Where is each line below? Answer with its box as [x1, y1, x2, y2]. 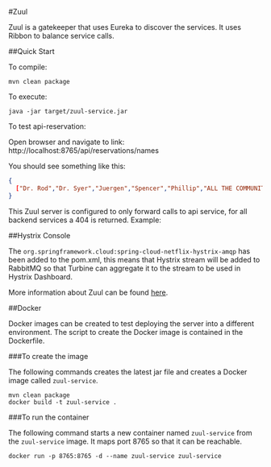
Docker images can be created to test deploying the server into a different [8, 318, 254, 329]
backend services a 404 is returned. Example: [8, 215, 161, 225]
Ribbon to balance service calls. [8, 31, 115, 40]
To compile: [8, 62, 48, 72]
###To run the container [8, 412, 90, 422]
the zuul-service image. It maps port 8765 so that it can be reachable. [8, 436, 243, 446]
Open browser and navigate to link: [8, 137, 125, 147]
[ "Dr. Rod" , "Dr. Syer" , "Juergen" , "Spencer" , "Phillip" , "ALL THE [15, 184, 232, 192]
